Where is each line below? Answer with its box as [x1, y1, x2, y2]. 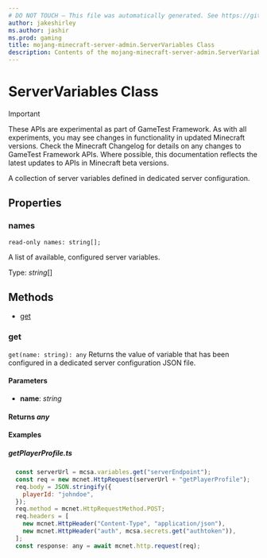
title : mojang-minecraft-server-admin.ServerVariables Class [8, 41, 215, 49]
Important [8, 109, 41, 118]
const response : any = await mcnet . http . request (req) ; [15, 541, 201, 550]
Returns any [8, 412, 50, 421]
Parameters [8, 376, 48, 386]
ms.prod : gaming [8, 33, 62, 42]
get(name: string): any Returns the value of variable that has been [8, 349, 230, 359]
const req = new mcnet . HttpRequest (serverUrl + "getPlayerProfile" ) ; [15, 475, 250, 483]
